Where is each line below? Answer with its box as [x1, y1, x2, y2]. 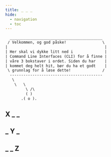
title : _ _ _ [5, 7, 33, 13]
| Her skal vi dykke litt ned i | [5, 49, 107, 54]
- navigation [10, 17, 37, 22]
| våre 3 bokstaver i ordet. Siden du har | [5, 58, 107, 63]
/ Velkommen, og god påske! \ [7, 40, 105, 45]
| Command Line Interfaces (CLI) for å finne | [5, 54, 107, 59]
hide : [5, 12, 17, 17]
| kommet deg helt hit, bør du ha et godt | [5, 63, 107, 68]
